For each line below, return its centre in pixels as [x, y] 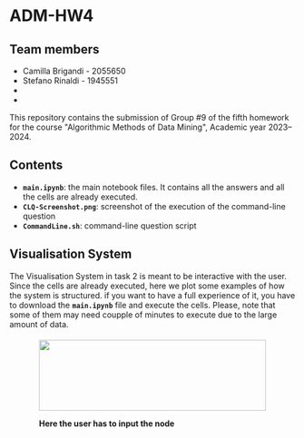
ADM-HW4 [52, 16]
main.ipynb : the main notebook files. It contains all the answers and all [153, 187]
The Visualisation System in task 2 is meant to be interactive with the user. [148, 276]
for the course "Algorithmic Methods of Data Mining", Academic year [138, 127]
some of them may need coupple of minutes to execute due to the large [143, 315]
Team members [54, 49]
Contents [36, 165]
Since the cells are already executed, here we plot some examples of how [147, 286]
